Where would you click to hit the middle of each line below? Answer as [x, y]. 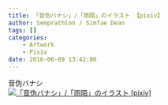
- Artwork [39, 45]
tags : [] [22, 30]
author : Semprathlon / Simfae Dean [67, 23]
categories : [28, 37]
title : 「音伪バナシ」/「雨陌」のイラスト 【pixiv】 [86, 15]
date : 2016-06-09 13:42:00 [52, 60]
